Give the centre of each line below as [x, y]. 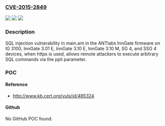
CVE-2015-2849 [26, 7]
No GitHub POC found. [29, 118]
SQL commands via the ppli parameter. [46, 59]
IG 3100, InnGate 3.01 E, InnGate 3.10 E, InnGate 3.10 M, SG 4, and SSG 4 [81, 48]
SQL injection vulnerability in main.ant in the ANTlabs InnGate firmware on [83, 43]
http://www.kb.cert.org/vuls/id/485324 [53, 96]
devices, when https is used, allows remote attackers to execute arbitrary [82, 54]
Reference [16, 84]
